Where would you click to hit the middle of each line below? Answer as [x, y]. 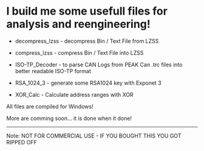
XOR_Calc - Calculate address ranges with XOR [74, 94]
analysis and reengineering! [78, 24]
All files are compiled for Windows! [50, 106]
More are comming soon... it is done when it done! [69, 118]
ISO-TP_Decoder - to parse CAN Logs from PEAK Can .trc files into [99, 65]
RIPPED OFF [22, 142]
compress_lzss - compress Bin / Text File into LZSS [79, 52]
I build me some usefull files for [87, 11]
